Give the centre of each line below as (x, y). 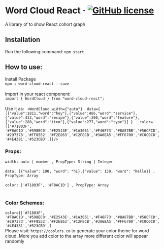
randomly (15, 241)
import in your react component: (38, 94)
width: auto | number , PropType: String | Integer (59, 162)
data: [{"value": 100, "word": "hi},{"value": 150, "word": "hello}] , (80, 171)
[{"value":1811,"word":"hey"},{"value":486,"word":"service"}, (71, 113)
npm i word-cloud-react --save (37, 84)
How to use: (24, 67)
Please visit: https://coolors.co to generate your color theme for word (77, 231)
